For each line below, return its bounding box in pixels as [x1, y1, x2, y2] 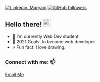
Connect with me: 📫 [5, 58, 55, 65]
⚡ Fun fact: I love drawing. [12, 44, 66, 50]
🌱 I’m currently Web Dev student [12, 33, 79, 39]
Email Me [5, 72, 24, 78]
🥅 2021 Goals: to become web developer [12, 38, 96, 44]
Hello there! [5, 20, 42, 29]
